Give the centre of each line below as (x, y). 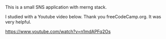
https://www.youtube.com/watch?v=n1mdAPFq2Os (58, 31)
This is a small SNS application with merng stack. (56, 7)
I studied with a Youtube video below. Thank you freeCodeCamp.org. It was (83, 17)
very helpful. (18, 22)
